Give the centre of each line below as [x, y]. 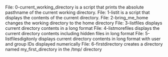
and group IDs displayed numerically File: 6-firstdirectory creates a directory [84, 44]
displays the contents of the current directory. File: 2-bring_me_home [77, 18]
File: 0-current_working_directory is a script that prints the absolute [74, 7]
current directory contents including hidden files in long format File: [74, 33]
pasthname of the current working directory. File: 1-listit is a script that [77, 12]
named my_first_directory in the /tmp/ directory [54, 49]
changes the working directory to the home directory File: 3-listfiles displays [84, 23]
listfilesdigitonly [21, 39]
